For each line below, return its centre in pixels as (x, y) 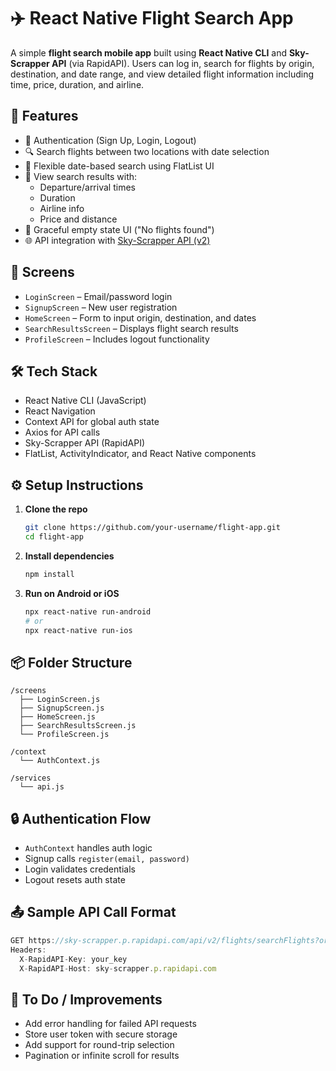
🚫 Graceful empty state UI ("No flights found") (119, 229)
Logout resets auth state (75, 880)
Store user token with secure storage (101, 1034)
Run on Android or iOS (72, 593)
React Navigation (60, 411)
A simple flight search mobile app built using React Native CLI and (148, 52)
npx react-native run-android (88, 611)
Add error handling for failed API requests (110, 1024)
